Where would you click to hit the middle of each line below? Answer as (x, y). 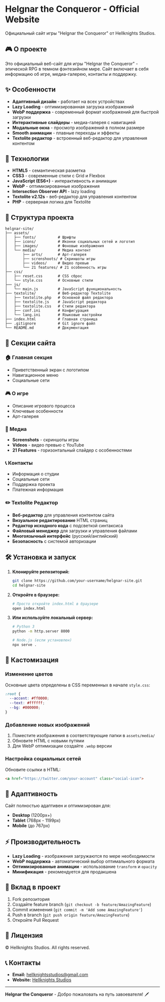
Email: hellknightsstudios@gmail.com (50, 975)
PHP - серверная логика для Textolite (51, 202)
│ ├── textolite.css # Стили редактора (50, 306)
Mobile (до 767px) (31, 826)
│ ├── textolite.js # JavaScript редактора (56, 302)
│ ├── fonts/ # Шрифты (41, 237)
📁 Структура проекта (40, 217)
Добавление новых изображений (47, 725)
